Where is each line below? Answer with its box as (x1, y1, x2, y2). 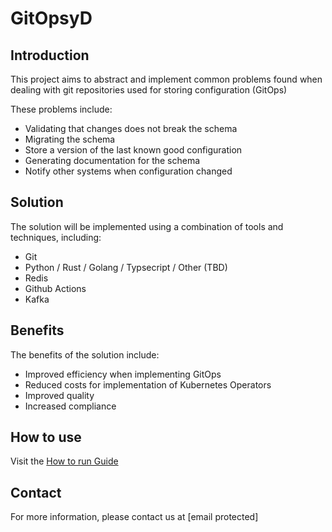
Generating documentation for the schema (24, 155, 201, 166)
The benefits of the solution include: (10, 348, 160, 361)
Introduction (10, 47, 90, 64)
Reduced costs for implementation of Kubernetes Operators (24, 378, 272, 391)
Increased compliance (24, 400, 117, 412)
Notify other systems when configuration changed (24, 165, 233, 177)
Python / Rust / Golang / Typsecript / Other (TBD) (24, 261, 228, 273)
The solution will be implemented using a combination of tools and (10, 220, 284, 232)
